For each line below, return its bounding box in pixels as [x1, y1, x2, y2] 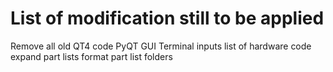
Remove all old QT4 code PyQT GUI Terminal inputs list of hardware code [10, 40, 312, 52]
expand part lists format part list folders [10, 50, 173, 62]
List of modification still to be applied [10, 7, 325, 30]
